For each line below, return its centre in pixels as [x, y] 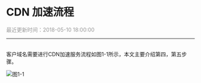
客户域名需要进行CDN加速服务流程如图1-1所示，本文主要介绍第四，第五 [94, 54]
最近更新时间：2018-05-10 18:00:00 [50, 30]
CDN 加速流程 [40, 12]
